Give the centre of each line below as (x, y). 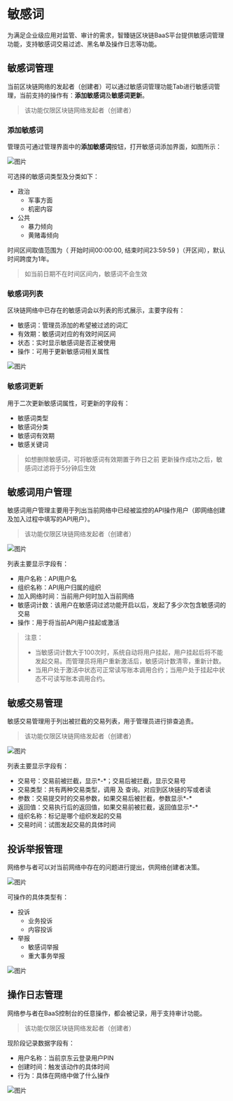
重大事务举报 (46, 956)
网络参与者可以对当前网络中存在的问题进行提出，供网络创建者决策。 (105, 867)
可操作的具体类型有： (38, 897)
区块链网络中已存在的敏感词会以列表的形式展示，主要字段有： (96, 310)
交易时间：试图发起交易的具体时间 (66, 825)
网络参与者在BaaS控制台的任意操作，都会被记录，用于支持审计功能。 (107, 1013)
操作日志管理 (35, 995)
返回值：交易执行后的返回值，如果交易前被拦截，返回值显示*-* (108, 807)
